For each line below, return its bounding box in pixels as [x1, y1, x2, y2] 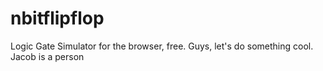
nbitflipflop [10, 7, 105, 30]
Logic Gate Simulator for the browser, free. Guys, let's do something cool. [10, 40, 314, 52]
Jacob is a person [10, 50, 85, 62]
